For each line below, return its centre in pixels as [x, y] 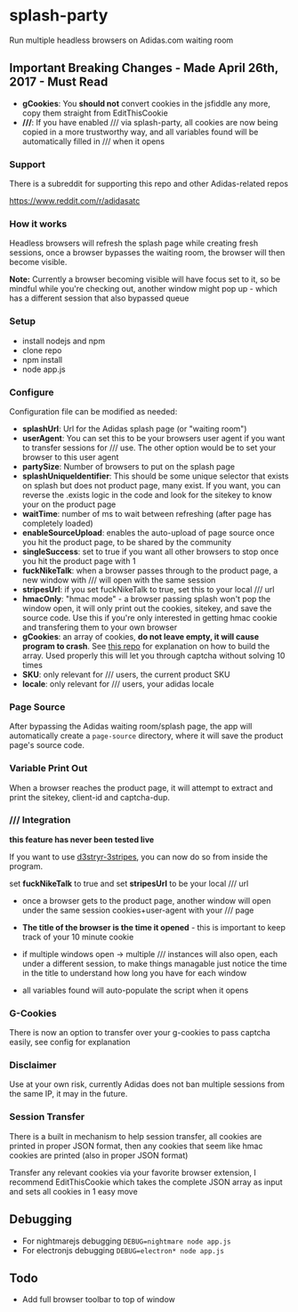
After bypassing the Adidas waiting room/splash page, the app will [131, 727]
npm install [42, 359]
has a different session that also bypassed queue [99, 298]
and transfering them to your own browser [100, 627]
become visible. [38, 262]
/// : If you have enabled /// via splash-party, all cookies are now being [150, 122]
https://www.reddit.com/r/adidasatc [75, 201]
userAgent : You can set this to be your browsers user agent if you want [153, 438]
